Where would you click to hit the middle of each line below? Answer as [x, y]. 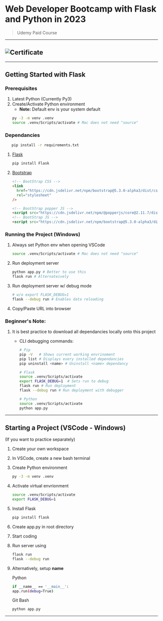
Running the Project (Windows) [43, 235]
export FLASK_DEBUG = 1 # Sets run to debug [64, 381]
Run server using [29, 545]
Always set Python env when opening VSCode [58, 245]
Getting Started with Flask [45, 75]
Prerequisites [21, 88]
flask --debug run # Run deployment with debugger [72, 390]
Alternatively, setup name [38, 568]
